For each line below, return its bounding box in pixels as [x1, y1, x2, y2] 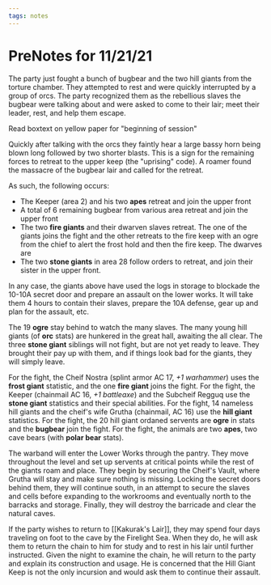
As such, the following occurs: [8, 180, 109, 190]
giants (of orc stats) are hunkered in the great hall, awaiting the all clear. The [8, 331, 263, 341]
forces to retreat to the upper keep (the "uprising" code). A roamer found [8, 156, 252, 166]
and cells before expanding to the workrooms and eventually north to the [8, 491, 252, 501]
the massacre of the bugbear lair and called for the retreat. [8, 165, 204, 175]
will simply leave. [8, 357, 66, 367]
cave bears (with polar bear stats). [8, 432, 124, 442]
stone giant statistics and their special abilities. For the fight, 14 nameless [8, 398, 253, 408]
